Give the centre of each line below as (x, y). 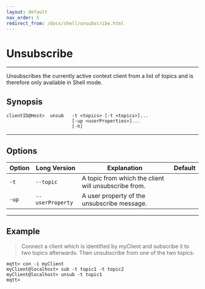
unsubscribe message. (114, 203)
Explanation (125, 168)
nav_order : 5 (23, 18)
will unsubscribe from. (113, 185)
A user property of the (113, 196)
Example (23, 231)
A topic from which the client (123, 178)
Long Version (56, 168)
